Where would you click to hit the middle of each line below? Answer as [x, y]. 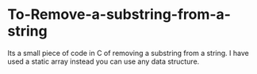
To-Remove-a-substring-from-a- [119, 15]
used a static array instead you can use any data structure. [104, 61]
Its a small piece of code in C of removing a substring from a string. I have [128, 53]
